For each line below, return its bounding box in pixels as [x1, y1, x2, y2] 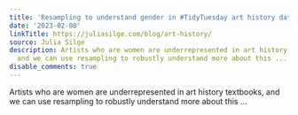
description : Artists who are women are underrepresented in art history [9, 46, 288, 55]
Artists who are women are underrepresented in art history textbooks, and [9, 86, 280, 97]
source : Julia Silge [9, 37, 86, 47]
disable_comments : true [9, 63, 98, 72]
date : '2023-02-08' [9, 21, 82, 30]
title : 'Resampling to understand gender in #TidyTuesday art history [9, 12, 276, 22]
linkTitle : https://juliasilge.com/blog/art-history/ [9, 29, 213, 38]
